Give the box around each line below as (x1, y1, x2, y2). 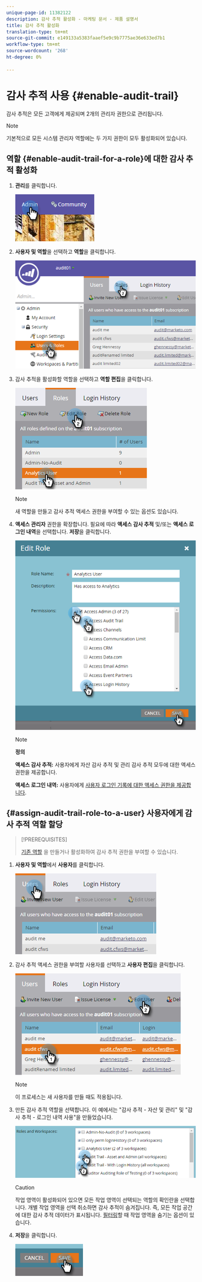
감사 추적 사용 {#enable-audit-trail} (6, 89, 179, 102)
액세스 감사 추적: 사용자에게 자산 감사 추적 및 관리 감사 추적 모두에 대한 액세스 (14, 761, 196, 768)
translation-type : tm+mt (6, 29, 69, 35)
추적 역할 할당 (15, 820, 63, 830)
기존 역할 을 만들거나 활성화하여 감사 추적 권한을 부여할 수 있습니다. (20, 848, 179, 855)
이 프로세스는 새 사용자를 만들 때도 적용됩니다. (14, 1093, 123, 1100)
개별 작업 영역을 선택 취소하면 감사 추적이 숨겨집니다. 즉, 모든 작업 (28, 1204, 182, 1211)
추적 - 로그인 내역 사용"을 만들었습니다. (21, 1113, 113, 1121)
